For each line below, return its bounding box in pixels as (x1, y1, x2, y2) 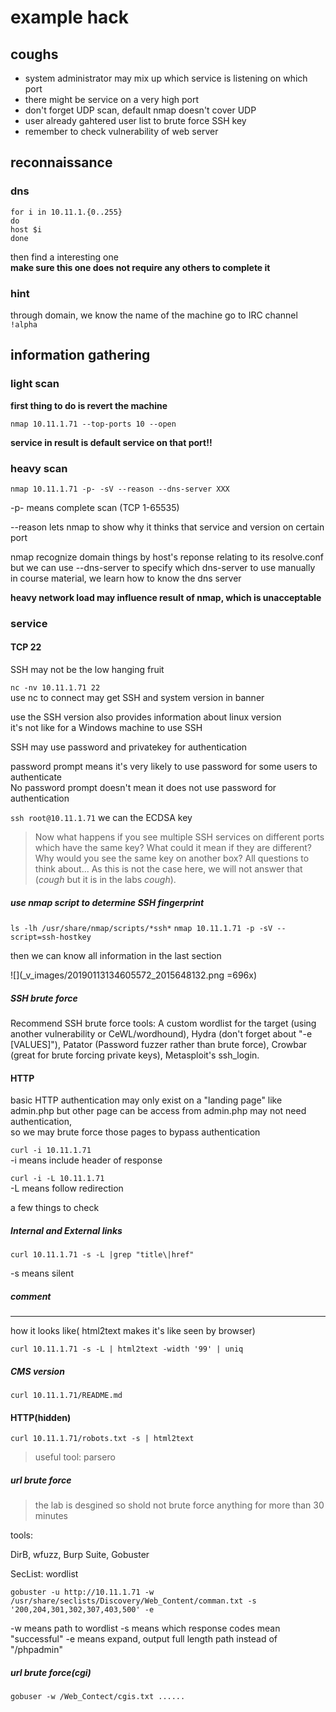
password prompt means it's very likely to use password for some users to (10, 761, 318, 773)
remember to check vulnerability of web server (24, 126, 219, 137)
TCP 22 (10, 641, 42, 653)
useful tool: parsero (34, 1451, 116, 1463)
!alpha (10, 319, 38, 330)
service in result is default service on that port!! (10, 436, 213, 448)
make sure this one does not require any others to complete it (10, 261, 271, 273)
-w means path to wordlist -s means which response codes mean (10, 1622, 281, 1635)
